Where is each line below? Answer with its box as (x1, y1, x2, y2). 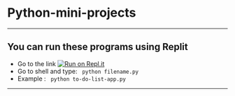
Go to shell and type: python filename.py (17, 67, 138, 75)
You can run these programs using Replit (7, 41, 188, 53)
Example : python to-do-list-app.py (17, 74, 126, 83)
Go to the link (17, 59, 57, 67)
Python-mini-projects (7, 5, 136, 21)
